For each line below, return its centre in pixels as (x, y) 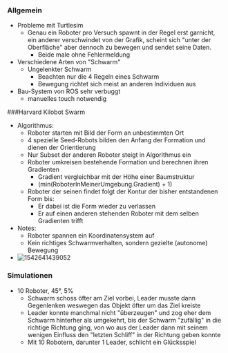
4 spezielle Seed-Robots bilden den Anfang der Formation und (116, 140)
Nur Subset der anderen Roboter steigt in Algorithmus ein (109, 155)
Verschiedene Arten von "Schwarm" (69, 62)
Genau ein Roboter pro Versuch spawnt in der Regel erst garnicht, (121, 32)
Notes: (27, 228)
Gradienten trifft (60, 221)
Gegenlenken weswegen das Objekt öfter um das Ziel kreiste (114, 305)
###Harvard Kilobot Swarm (46, 112)
